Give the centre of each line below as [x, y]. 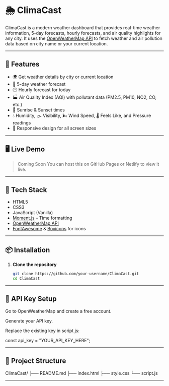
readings [22, 122]
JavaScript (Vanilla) [33, 213]
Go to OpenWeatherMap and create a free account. [58, 311]
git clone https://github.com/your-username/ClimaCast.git [76, 274]
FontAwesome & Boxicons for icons [49, 229]
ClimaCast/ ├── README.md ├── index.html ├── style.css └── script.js [81, 373]
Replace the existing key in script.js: [42, 331]
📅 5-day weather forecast [39, 84]
